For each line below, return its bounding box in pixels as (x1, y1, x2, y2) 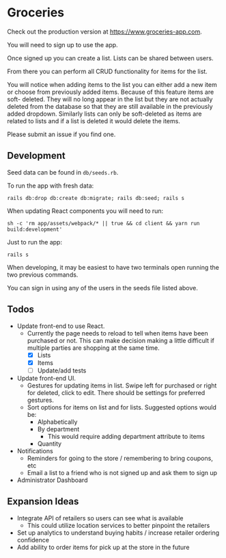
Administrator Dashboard (16, 476, 88, 484)
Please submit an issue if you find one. (7, 130, 116, 138)
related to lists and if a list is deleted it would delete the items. (7, 116, 181, 125)
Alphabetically (37, 418, 78, 426)
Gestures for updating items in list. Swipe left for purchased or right (27, 381, 217, 390)
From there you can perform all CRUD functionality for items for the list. (7, 67, 208, 75)
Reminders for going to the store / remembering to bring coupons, (27, 454, 213, 462)
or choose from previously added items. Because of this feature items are (7, 88, 214, 96)
